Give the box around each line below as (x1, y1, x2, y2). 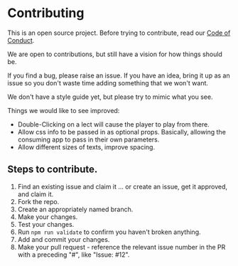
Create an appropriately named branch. (17, 205, 134, 213)
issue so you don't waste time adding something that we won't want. (7, 78, 208, 87)
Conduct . (7, 36, 35, 44)
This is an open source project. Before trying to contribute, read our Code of (7, 28, 231, 37)
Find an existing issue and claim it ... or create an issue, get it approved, (17, 182, 228, 191)
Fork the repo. (17, 197, 60, 206)
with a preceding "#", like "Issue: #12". (17, 250, 130, 259)
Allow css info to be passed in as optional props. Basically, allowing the (17, 127, 226, 136)
